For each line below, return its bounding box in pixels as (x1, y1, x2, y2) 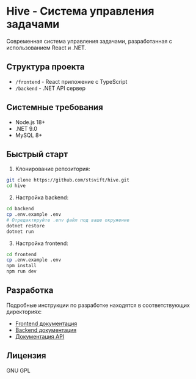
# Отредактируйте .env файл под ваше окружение (6, 217, 130, 223)
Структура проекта (6, 62, 85, 72)
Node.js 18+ (15, 118, 46, 126)
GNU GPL (6, 367, 31, 374)
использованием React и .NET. (6, 44, 87, 51)
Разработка (6, 285, 54, 296)
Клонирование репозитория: (15, 165, 90, 172)
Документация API (15, 333, 65, 340)
